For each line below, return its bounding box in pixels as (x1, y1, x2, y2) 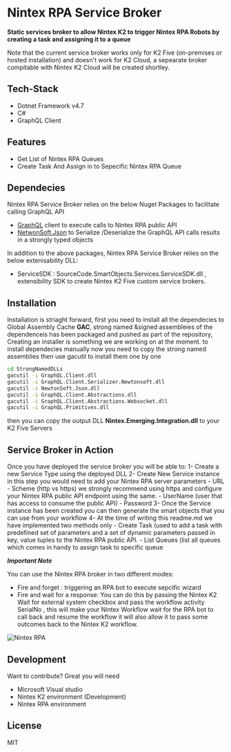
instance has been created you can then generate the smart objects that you (7, 507, 225, 515)
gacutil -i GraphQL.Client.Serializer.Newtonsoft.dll (7, 378, 165, 385)
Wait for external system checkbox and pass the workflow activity (17, 598, 205, 606)
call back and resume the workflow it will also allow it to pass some (17, 613, 208, 621)
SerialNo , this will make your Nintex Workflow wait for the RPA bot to (17, 605, 214, 614)
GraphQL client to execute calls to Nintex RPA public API (17, 221, 177, 229)
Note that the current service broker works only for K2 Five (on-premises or (7, 48, 223, 57)
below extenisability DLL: (7, 256, 79, 265)
